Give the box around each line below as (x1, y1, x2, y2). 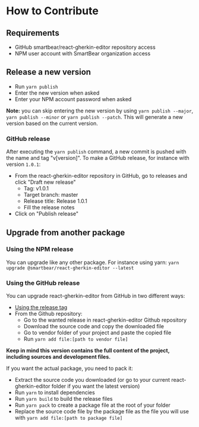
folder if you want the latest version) (51, 382, 140, 390)
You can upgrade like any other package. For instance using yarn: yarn (6, 259, 179, 266)
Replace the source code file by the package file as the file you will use (14, 408, 189, 415)
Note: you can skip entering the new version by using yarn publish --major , (6, 107, 194, 114)
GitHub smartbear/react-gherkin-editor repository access (14, 43, 156, 51)
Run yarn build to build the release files (14, 395, 113, 403)
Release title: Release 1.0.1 (23, 197, 88, 205)
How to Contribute (6, 4, 99, 18)
